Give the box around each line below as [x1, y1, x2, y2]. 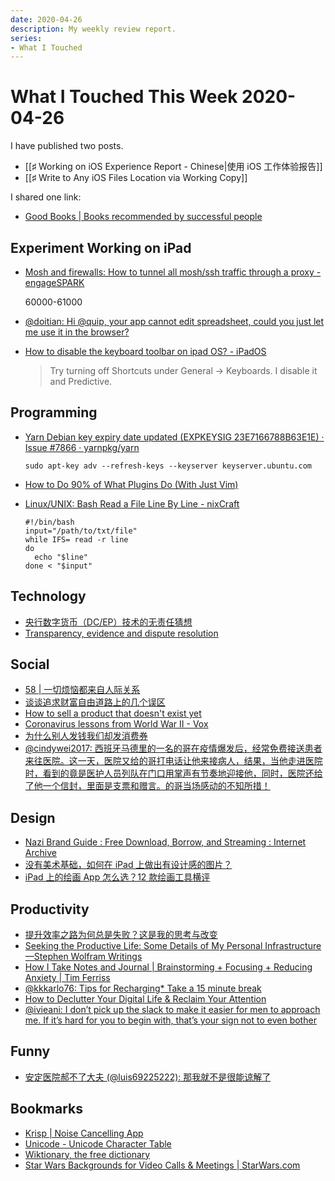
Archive [24, 847, 57, 859]
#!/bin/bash [24, 517, 75, 527]
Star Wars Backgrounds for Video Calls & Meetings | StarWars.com [24, 1159, 301, 1171]
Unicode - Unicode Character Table [24, 1137, 172, 1150]
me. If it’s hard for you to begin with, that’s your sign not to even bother [24, 1014, 317, 1026]
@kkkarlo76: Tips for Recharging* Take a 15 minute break [24, 982, 262, 995]
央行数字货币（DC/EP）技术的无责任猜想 [24, 616, 193, 628]
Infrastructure [264, 940, 322, 952]
